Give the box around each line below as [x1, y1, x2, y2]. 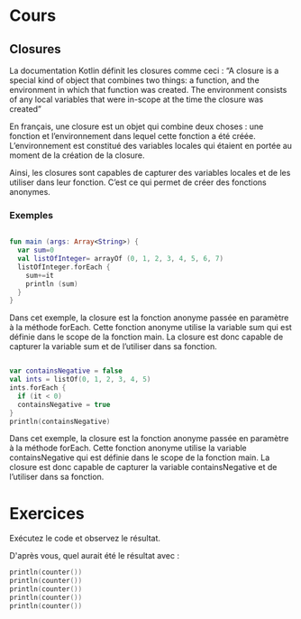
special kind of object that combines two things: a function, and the [9, 75, 260, 86]
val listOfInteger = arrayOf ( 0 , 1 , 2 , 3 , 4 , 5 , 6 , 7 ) [17, 254, 223, 263]
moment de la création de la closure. [9, 150, 146, 161]
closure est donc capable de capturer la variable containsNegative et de [9, 462, 278, 473]
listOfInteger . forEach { [17, 263, 111, 272]
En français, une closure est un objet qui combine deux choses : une [9, 121, 264, 132]
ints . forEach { [9, 383, 67, 393]
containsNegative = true [17, 400, 111, 409]
